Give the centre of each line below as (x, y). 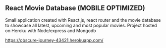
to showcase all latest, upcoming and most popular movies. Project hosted (81, 25)
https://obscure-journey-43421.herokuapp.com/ (54, 40)
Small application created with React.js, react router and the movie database (83, 20)
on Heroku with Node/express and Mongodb (51, 30)
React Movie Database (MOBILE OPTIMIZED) (75, 8)
